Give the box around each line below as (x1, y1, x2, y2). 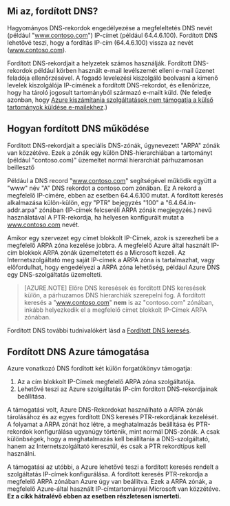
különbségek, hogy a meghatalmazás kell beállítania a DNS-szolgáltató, (7, 435, 210, 443)
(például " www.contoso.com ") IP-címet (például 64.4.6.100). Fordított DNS (7, 31, 218, 39)
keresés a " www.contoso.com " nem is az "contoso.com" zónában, (23, 298, 214, 306)
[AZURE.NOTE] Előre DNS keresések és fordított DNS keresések (23, 284, 207, 292)
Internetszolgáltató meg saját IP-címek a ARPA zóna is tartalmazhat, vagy (7, 255, 216, 264)
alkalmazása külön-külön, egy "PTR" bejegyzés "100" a (7, 198, 165, 207)
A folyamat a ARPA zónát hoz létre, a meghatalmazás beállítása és (7, 420, 195, 429)
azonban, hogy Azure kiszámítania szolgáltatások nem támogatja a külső (7, 96, 213, 104)
